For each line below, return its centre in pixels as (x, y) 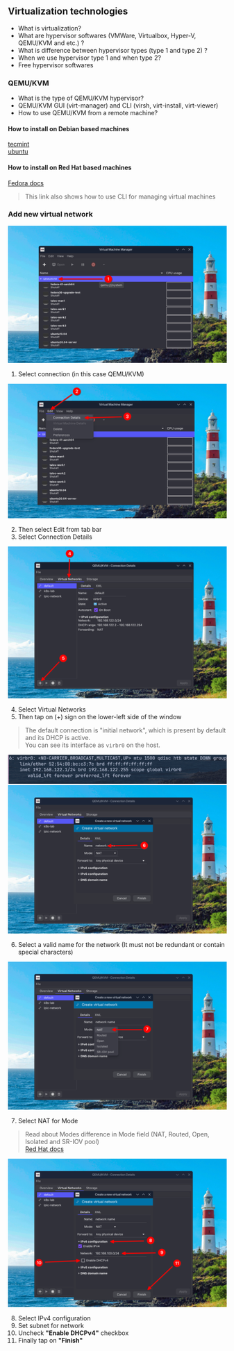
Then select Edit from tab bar (60, 530)
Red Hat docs (44, 1149)
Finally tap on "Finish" (50, 1340)
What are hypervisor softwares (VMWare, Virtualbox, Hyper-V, (107, 35)
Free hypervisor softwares (56, 65)
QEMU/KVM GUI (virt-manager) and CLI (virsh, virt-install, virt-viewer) (118, 106)
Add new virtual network (50, 215)
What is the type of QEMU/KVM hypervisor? (81, 98)
